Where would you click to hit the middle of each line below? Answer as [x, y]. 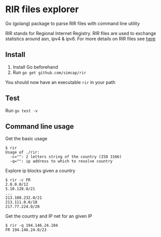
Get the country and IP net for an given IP [49, 216]
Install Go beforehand [35, 67]
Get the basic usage [26, 139]
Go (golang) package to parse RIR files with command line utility [73, 23]
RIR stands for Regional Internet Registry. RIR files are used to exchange [81, 33]
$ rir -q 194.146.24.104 [32, 226]
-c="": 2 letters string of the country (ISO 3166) [66, 157]
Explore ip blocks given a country [40, 171]
